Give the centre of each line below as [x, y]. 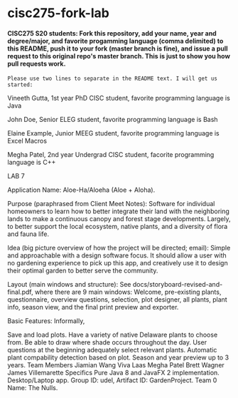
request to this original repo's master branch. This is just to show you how [119, 56]
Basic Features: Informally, [46, 321]
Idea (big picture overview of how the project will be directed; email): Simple [119, 248]
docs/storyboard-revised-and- [178, 285]
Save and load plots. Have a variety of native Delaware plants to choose [113, 335]
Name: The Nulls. [33, 388]
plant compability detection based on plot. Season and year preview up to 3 [118, 357]
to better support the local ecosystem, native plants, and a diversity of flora [118, 227]
